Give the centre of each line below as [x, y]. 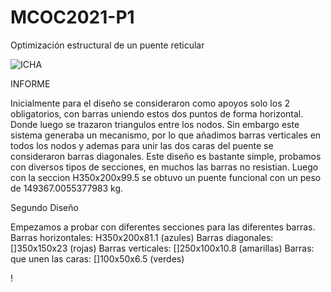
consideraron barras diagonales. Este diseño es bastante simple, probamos [166, 156]
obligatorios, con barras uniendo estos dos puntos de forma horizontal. [157, 113]
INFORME [30, 83]
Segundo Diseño [44, 207]
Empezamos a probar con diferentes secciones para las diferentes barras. [163, 227]
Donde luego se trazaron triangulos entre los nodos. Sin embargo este [155, 124]
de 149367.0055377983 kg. [67, 188]
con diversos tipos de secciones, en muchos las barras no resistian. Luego [164, 167]
